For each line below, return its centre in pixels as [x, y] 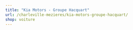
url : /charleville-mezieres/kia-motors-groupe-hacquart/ [67, 15]
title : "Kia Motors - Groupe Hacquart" [47, 10]
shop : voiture [20, 19]
